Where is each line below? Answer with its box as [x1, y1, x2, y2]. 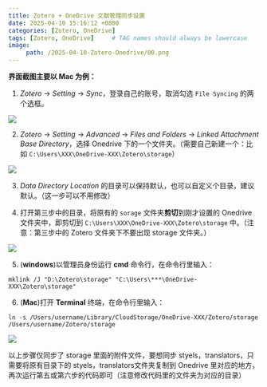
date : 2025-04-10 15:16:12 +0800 [8, 19, 120, 27]
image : [8, 41, 30, 49]
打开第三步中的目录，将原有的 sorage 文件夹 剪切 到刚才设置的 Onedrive [19, 208, 253, 217]
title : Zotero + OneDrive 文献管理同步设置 [8, 11, 146, 20]
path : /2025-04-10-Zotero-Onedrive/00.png [26, 49, 170, 57]
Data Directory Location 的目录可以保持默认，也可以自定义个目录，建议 [19, 181, 255, 190]
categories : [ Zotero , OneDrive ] [8, 26, 116, 34]
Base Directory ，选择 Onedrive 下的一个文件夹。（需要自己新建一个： [19, 139, 246, 148]
